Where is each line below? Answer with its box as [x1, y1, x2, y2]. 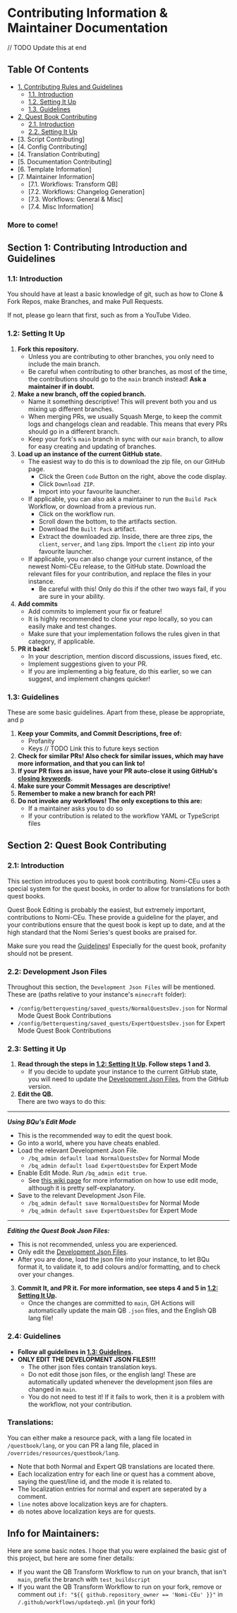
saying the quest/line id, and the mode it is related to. [17, 1477, 172, 1485]
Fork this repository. [17, 344, 79, 353]
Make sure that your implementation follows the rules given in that [28, 629, 220, 638]
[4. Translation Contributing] [17, 150, 100, 158]
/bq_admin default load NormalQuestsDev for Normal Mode [28, 1154, 200, 1162]
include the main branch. [28, 360, 101, 368]
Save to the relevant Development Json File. [17, 1191, 146, 1200]
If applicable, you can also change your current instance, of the [28, 554, 213, 563]
